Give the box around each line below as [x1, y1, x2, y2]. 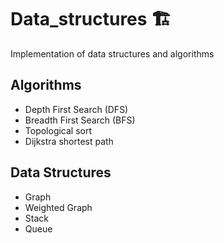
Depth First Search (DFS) [24, 103, 129, 115]
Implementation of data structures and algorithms [10, 47, 215, 60]
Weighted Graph [24, 201, 93, 213]
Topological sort [24, 124, 93, 136]
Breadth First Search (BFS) [24, 114, 136, 126]
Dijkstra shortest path [24, 135, 114, 147]
